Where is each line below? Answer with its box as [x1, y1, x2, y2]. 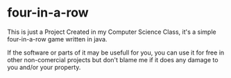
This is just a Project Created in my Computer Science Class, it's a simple [7, 28, 216, 36]
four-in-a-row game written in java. [7, 35, 108, 43]
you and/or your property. [7, 63, 81, 71]
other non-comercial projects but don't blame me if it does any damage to [7, 55, 219, 64]
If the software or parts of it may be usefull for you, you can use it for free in [7, 48, 225, 57]
